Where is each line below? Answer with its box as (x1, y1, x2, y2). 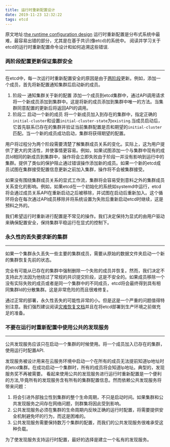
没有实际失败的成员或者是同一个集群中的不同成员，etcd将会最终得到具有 (5, 280, 157, 286)
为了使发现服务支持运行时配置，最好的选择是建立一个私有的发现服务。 (5, 436, 152, 443)
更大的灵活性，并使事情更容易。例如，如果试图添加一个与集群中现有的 (14, 147, 160, 153)
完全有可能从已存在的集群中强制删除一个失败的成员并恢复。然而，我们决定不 (5, 267, 165, 273)
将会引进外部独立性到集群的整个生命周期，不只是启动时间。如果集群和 (12, 394, 159, 400)
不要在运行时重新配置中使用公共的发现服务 (5, 323, 109, 331)
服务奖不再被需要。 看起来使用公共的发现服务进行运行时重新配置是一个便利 (5, 371, 162, 377)
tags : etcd (5, 17, 28, 22)
